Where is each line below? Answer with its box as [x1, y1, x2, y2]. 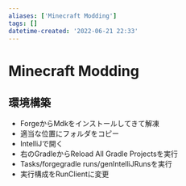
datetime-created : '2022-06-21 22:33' [8, 27, 138, 35]
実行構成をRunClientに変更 [19, 169, 110, 179]
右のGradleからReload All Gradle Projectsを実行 [19, 149, 179, 159]
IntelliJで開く [19, 139, 64, 149]
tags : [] [8, 19, 38, 27]
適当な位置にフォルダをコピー [19, 129, 119, 138]
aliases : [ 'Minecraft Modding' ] [8, 11, 117, 20]
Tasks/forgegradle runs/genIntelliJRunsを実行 [19, 159, 172, 169]
